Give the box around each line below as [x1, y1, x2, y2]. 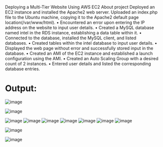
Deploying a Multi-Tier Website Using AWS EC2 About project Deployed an [5, 4, 155, 10]
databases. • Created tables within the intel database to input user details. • [5, 40, 157, 46]
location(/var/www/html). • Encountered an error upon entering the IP [5, 19, 145, 25]
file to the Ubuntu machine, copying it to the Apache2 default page [5, 15, 139, 20]
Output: [5, 83, 37, 94]
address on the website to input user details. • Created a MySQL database [5, 25, 154, 31]
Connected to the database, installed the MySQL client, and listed [5, 35, 137, 41]
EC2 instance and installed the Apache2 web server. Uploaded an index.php [5, 9, 158, 15]
